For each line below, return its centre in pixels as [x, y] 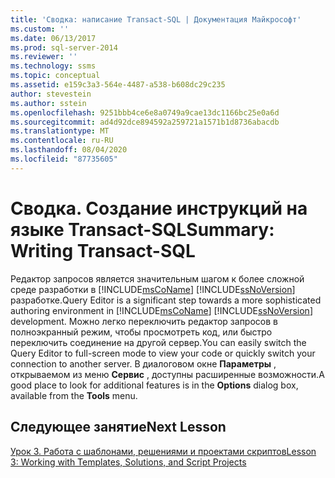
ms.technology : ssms [53, 66]
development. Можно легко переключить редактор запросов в [144, 321]
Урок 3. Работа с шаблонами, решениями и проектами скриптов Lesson [163, 451]
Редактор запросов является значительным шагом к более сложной [157, 278]
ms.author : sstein [48, 103]
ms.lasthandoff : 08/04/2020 [69, 150]
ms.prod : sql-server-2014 [64, 47]
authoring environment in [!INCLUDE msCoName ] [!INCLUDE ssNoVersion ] [161, 310]
